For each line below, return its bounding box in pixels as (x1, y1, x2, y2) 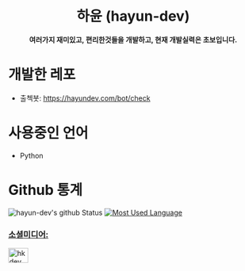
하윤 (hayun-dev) (76, 7, 190, 25)
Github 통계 (8, 181, 83, 199)
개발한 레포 (8, 66, 76, 84)
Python (19, 151, 44, 160)
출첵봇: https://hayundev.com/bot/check (19, 93, 151, 103)
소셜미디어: (8, 229, 49, 240)
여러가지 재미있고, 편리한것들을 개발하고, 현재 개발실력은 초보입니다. (29, 35, 238, 44)
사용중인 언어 (8, 124, 89, 143)
